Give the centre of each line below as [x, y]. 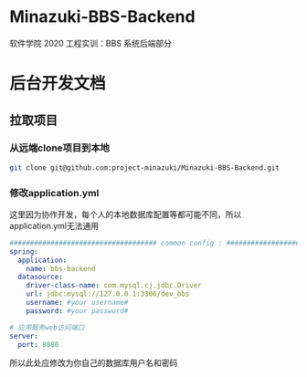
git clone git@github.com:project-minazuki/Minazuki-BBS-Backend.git [145, 168]
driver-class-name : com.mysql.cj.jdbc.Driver [114, 286]
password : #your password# [77, 311]
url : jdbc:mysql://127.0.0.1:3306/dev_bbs [108, 294]
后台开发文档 [58, 84]
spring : [24, 251]
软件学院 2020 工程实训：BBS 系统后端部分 [90, 43]
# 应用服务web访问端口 [47, 327]
